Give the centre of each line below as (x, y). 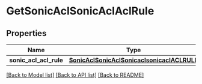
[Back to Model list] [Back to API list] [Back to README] (75, 75)
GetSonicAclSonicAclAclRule (80, 11)
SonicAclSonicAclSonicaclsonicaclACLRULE (133, 60)
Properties (26, 33)
